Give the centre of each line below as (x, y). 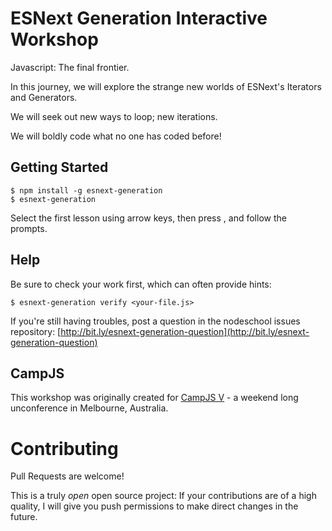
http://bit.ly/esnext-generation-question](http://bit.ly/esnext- (185, 331)
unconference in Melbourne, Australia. (89, 408)
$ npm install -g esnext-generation (86, 190)
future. (24, 517)
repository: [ (36, 331)
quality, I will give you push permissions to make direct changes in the (154, 506)
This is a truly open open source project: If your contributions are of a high (163, 496)
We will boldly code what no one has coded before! (116, 136)
